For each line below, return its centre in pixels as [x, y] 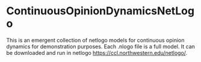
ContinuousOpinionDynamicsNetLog [100, 11]
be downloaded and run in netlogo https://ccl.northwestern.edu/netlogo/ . [97, 52]
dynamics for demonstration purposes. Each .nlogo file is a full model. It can [101, 46]
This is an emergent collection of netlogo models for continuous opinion [95, 40]
